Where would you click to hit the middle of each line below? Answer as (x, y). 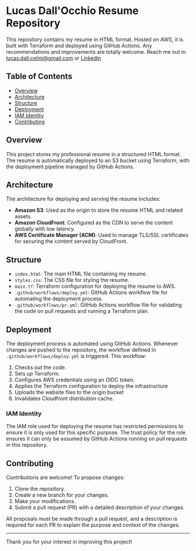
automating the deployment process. (59, 299)
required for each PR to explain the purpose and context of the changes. (93, 525)
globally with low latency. (45, 229)
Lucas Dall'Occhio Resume (72, 11)
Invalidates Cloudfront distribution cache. (64, 398)
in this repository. (27, 445)
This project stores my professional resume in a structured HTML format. (94, 154)
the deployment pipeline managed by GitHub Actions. (70, 166)
